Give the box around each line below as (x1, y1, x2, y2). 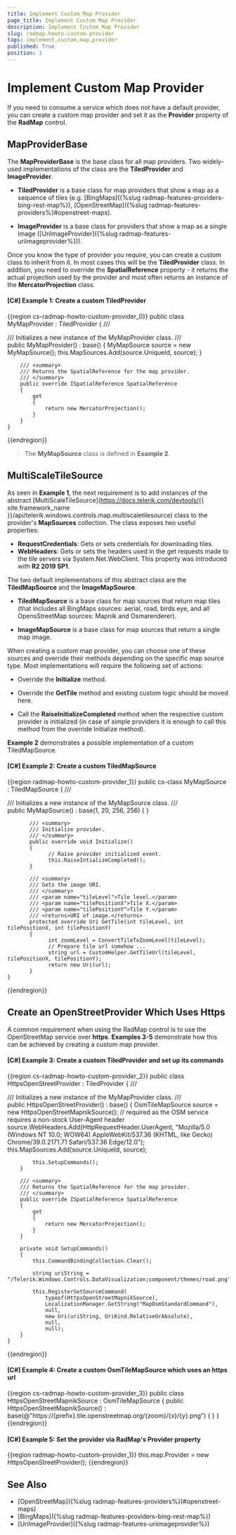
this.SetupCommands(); (32, 1158, 99, 1166)
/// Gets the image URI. (29, 881, 102, 888)
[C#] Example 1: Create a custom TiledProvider (7, 296, 146, 305)
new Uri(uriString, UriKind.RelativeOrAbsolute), (44, 1313, 193, 1320)
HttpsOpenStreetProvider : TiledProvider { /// (7, 1079, 138, 1087)
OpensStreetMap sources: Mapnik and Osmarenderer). (17, 612, 177, 620)
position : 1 (7, 50, 42, 57)
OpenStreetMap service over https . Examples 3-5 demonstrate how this (7, 1032, 218, 1041)
